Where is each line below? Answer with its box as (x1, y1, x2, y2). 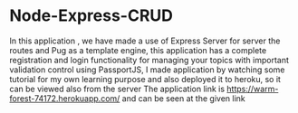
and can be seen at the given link (121, 92, 246, 104)
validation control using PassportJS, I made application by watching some (9, 64, 285, 75)
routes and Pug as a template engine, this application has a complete (9, 44, 267, 55)
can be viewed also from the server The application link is (9, 83, 225, 94)
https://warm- (226, 83, 279, 94)
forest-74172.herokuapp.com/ (9, 92, 120, 104)
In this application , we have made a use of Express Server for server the (9, 35, 281, 46)
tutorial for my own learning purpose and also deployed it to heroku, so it (9, 73, 281, 84)
